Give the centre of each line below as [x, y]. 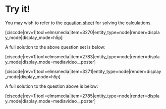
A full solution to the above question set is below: [55, 47]
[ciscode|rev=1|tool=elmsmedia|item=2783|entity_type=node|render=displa [83, 56]
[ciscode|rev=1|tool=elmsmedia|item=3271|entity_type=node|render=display [83, 71]
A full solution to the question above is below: [52, 86]
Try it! [18, 9]
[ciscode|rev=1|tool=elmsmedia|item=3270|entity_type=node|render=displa [83, 32]
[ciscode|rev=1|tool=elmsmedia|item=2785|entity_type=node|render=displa [83, 96]
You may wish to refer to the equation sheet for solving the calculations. [79, 23]
